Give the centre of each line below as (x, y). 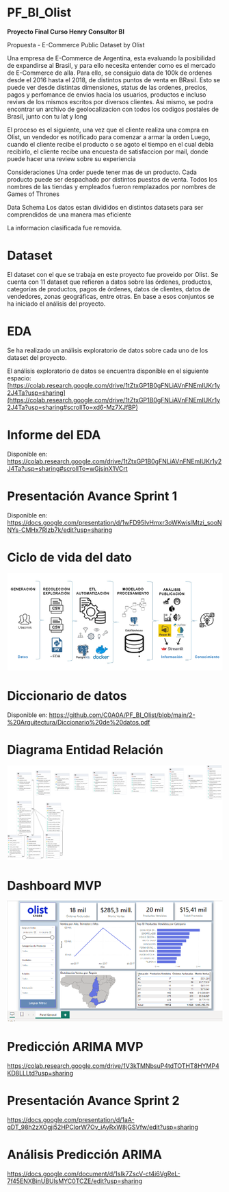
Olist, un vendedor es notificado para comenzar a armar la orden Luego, (109, 137)
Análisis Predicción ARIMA (85, 1155)
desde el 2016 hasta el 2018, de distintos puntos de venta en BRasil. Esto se (114, 80)
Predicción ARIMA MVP (75, 1047)
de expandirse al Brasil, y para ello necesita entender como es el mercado (111, 65)
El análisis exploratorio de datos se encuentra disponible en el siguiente (108, 371)
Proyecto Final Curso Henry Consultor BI (66, 32)
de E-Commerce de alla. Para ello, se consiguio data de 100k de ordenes (110, 73)
